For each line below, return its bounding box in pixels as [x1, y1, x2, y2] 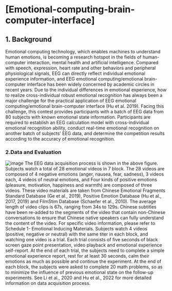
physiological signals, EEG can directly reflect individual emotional [5, 70, 145, 76]
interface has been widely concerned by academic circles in [27, 81, 155, 87]
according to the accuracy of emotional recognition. [5, 136, 116, 142]
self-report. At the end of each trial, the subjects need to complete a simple [5, 247, 165, 254]
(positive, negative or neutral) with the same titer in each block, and [5, 231, 148, 237]
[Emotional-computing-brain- [5, 4, 135, 15]
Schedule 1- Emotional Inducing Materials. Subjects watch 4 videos [5, 226, 148, 232]
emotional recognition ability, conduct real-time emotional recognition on [5, 125, 159, 131]
